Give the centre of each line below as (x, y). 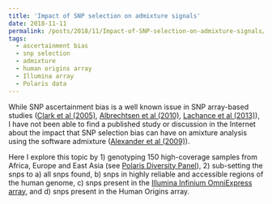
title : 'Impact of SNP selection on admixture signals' (104, 16)
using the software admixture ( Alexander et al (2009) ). (99, 141)
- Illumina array (45, 76)
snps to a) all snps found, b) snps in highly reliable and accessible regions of (136, 174)
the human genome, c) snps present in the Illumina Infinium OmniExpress (130, 182)
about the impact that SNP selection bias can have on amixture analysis (128, 132)
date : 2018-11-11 (38, 23)
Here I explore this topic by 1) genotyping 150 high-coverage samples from (133, 157)
